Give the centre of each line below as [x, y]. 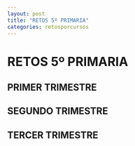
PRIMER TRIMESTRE [52, 87]
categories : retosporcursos [48, 27]
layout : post [26, 14]
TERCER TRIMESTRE [53, 135]
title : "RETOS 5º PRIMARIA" [48, 20]
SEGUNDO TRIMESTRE [58, 111]
